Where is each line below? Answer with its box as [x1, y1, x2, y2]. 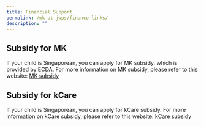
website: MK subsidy [6, 72, 59, 80]
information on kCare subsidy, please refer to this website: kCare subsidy [6, 113, 192, 120]
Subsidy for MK [6, 43, 67, 53]
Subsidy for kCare [6, 90, 77, 100]
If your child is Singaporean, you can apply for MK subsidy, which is [6, 59, 178, 67]
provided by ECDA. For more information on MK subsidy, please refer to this [6, 65, 198, 73]
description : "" [6, 20, 48, 26]
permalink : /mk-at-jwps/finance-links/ [6, 15, 108, 21]
